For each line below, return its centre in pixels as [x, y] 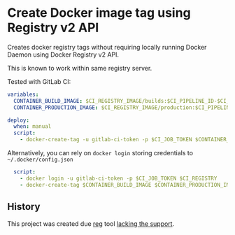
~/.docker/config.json [40, 160]
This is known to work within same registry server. [80, 68]
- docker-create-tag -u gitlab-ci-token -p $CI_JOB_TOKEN [106, 140]
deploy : [19, 120]
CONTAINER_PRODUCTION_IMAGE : [56, 107]
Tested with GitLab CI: [39, 81]
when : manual [33, 127]
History [24, 207]
